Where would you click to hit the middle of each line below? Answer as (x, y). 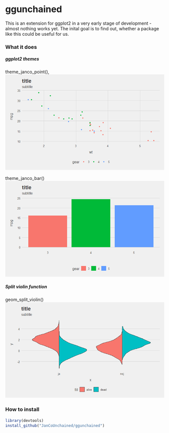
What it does (21, 47)
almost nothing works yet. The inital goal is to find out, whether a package (82, 28)
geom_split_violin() (24, 299)
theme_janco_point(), (27, 72)
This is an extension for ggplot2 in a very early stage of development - (78, 23)
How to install (22, 409)
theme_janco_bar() (25, 178)
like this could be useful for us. (37, 34)
